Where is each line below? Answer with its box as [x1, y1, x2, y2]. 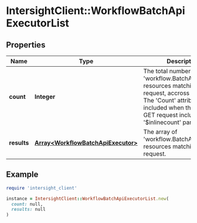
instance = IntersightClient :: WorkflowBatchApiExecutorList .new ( [6, 195, 169, 201]
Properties [6, 40, 46, 50]
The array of [143, 128, 178, 136]
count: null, [11, 201, 43, 207]
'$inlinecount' [143, 118, 182, 126]
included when [143, 104, 184, 112]
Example [6, 170, 39, 180]
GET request [143, 111, 178, 119]
